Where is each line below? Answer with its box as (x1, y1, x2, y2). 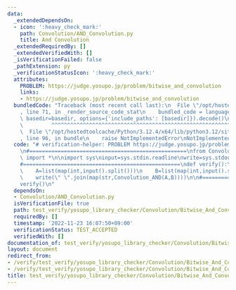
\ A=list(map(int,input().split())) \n (20, 167, 143, 175)
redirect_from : (7, 253, 52, 260)
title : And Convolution (20, 37, 90, 44)
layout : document (7, 246, 58, 253)
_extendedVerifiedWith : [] (13, 50, 93, 57)
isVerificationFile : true (13, 200, 90, 208)
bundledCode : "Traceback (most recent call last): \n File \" (13, 102, 199, 109)
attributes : (13, 75, 49, 83)
